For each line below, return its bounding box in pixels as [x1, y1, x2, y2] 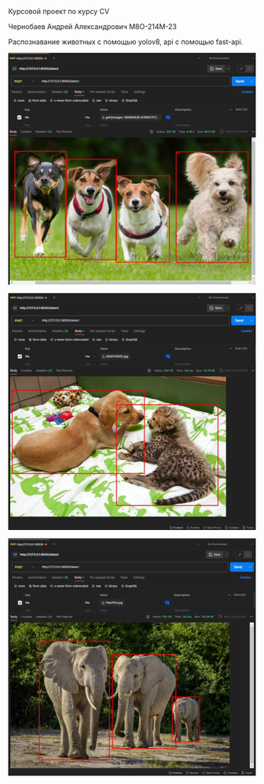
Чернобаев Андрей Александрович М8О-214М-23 [8, 22, 177, 31]
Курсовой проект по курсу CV [8, 7, 110, 16]
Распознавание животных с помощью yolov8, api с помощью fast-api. [8, 37, 244, 46]
